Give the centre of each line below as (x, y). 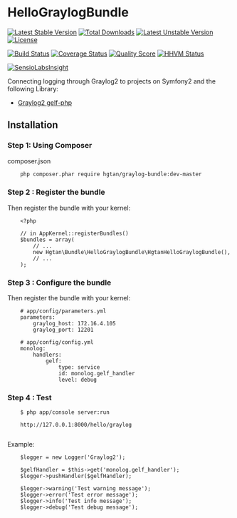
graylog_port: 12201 (63, 330)
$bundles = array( (47, 240)
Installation (33, 125)
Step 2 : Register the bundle (56, 192)
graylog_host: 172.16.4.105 (74, 324)
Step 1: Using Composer (50, 146)
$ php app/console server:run (65, 412)
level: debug (78, 380)
